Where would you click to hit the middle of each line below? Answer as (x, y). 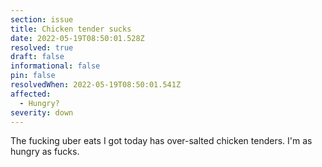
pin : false (33, 76)
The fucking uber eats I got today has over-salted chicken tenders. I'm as (161, 141)
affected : (31, 94)
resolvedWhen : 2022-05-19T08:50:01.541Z (96, 85)
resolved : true (42, 47)
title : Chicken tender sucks (71, 29)
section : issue (42, 19)
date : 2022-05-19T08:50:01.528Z (77, 38)
